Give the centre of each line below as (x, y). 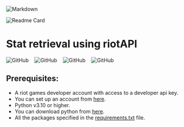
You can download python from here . (59, 111)
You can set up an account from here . (60, 99)
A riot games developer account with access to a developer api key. (96, 92)
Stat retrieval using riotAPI (72, 44)
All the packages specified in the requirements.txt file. (80, 118)
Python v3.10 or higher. (42, 105)
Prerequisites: (32, 79)
